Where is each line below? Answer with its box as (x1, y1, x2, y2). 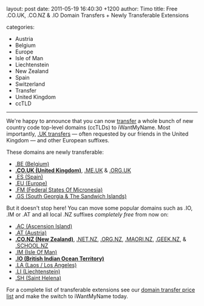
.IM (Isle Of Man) (15, 249, 58, 256)
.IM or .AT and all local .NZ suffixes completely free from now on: (6, 211, 169, 218)
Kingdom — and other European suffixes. (6, 137, 110, 144)
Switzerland (15, 80, 46, 88)
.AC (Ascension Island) (15, 223, 73, 230)
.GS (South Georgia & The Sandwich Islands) (15, 193, 127, 200)
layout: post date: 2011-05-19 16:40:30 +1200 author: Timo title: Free (6, 5, 178, 12)
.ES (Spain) (15, 173, 44, 180)
